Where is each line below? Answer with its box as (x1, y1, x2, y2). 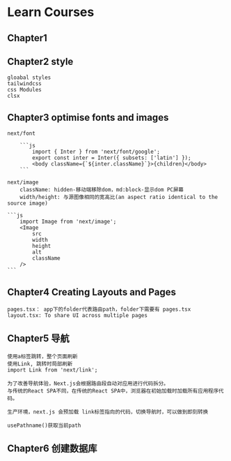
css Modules (7, 87, 42, 94)
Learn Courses (7, 4, 95, 20)
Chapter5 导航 (7, 332, 70, 344)
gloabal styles (7, 74, 51, 81)
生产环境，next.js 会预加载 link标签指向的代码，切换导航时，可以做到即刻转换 (7, 408, 209, 416)
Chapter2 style (7, 55, 74, 67)
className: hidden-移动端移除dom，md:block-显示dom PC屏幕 (19, 186, 184, 193)
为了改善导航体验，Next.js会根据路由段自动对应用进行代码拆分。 (7, 380, 169, 387)
